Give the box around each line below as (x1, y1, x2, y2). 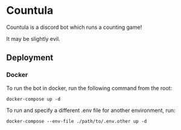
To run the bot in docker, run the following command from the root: (6, 84, 173, 91)
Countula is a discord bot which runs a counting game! (6, 23, 142, 31)
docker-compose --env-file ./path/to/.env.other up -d (6, 118, 147, 124)
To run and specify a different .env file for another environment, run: (6, 107, 176, 114)
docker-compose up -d (6, 96, 61, 102)
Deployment (6, 52, 54, 63)
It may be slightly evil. (6, 35, 60, 42)
